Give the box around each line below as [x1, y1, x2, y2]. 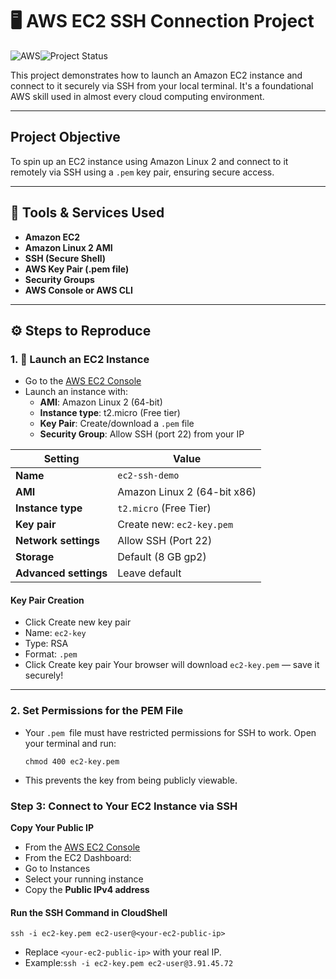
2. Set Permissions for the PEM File [10, 704, 184, 718]
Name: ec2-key [24, 627, 87, 639]
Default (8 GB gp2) [117, 550, 207, 564]
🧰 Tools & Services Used [10, 204, 165, 222]
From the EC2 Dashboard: [24, 852, 132, 864]
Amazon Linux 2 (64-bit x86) [117, 485, 257, 499]
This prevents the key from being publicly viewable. [24, 774, 238, 786]
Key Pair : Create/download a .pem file [39, 418, 195, 430]
